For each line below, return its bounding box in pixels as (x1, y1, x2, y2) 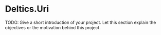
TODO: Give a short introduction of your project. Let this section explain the (5, 19, 156, 25)
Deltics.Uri (5, 3, 49, 15)
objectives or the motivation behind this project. (5, 24, 101, 30)
